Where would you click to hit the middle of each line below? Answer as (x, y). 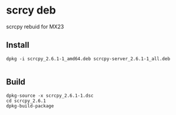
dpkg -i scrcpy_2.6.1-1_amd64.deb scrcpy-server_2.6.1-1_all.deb (88, 59)
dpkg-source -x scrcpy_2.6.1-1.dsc (50, 96)
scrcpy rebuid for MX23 (35, 27)
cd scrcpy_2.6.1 (26, 101)
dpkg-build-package (30, 106)
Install (18, 45)
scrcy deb (31, 10)
